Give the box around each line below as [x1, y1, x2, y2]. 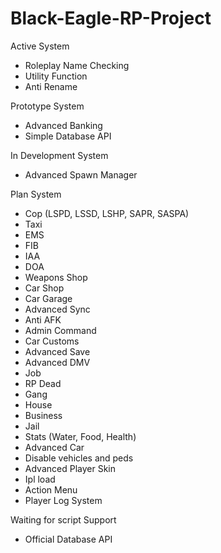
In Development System [10, 149, 109, 161]
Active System [10, 40, 70, 52]
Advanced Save [24, 345, 91, 357]
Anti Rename [24, 80, 78, 92]
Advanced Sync [24, 303, 91, 315]
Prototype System [10, 100, 85, 112]
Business [24, 409, 63, 421]
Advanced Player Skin [24, 462, 116, 474]
